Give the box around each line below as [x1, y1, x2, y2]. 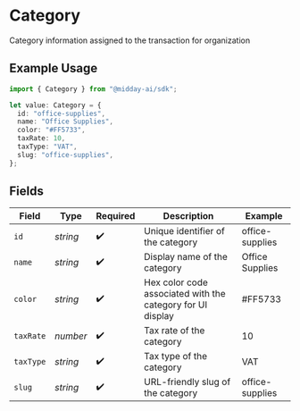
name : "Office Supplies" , [17, 117, 114, 126]
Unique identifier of [144, 225, 225, 238]
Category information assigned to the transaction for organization [9, 35, 251, 46]
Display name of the [144, 251, 228, 264]
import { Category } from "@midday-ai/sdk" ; [9, 84, 178, 94]
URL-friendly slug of [144, 376, 231, 389]
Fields [9, 184, 45, 199]
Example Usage [9, 61, 98, 76]
